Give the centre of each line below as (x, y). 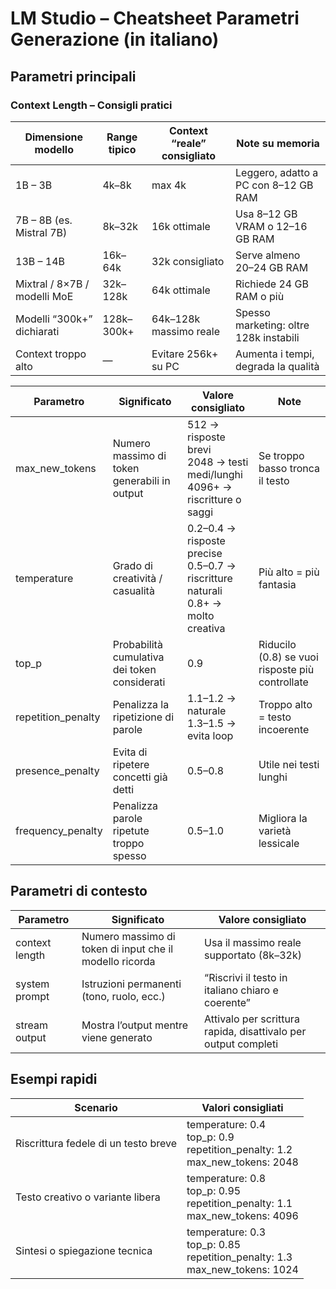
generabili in (141, 480)
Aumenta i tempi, (275, 354)
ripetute (131, 830)
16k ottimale (181, 226)
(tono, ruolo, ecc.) (123, 996)
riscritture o (214, 499)
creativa (206, 628)
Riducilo (277, 644)
